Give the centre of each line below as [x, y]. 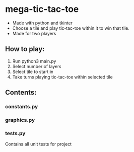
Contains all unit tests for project [38, 144]
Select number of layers [37, 66]
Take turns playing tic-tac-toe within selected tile [63, 77]
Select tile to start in [33, 72]
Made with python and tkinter [42, 23]
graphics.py [20, 120]
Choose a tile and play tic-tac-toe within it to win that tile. [71, 28]
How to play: [25, 49]
